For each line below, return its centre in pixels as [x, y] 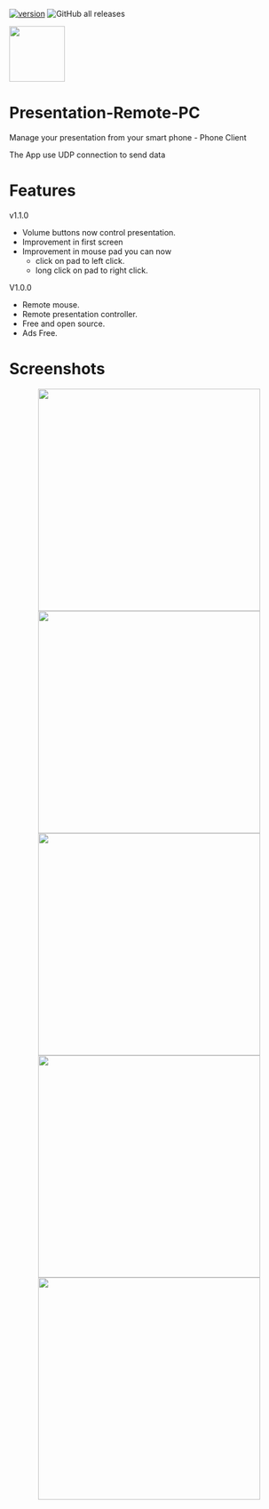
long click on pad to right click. [91, 270]
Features [43, 191]
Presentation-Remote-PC [105, 113]
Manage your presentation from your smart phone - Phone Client [128, 137]
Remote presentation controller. [79, 314]
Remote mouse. [51, 304]
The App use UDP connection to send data [87, 155]
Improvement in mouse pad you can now [96, 251]
